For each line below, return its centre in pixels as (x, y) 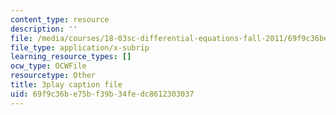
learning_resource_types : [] (71, 57)
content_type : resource (60, 19)
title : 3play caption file (66, 85)
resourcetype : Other (53, 76)
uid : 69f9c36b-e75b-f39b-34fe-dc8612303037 (102, 94)
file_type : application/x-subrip (80, 47)
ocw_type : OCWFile (48, 66)
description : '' (44, 29)
